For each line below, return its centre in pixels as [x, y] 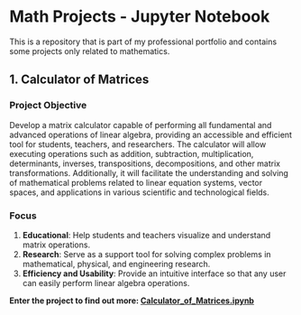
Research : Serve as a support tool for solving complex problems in [147, 254]
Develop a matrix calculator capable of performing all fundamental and [141, 125]
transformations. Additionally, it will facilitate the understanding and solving [149, 172]
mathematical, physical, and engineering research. [116, 264]
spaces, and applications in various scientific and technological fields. [140, 192]
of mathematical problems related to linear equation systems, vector [136, 182]
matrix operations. [56, 245]
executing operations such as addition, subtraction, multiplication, [132, 153]
